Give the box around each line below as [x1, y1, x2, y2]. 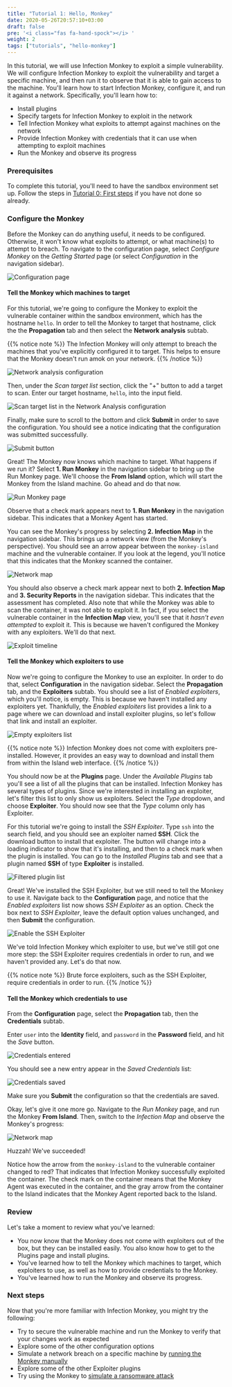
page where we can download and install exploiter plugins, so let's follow [7, 710, 216, 717]
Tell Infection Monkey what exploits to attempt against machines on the [17, 119, 220, 127]
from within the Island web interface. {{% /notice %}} [7, 758, 159, 767]
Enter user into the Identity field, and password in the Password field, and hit [7, 1031, 224, 1039]
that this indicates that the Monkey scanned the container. [7, 556, 173, 565]
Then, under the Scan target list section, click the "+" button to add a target [7, 381, 223, 390]
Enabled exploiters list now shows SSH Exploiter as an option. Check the [7, 901, 215, 909]
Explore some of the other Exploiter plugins [17, 1364, 141, 1372]
